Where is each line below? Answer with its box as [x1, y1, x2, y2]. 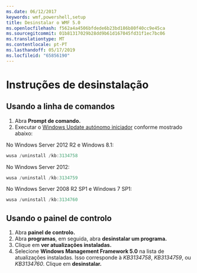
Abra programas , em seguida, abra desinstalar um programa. [14, 235, 167, 242]
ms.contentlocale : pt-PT [6, 42, 67, 48]
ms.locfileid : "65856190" [6, 53, 70, 58]
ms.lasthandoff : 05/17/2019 [6, 47, 76, 53]
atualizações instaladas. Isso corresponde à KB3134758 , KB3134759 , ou [14, 254, 191, 261]
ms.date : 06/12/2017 [6, 8, 57, 15]
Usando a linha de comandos [6, 102, 115, 112]
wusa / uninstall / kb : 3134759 [6, 175, 78, 181]
